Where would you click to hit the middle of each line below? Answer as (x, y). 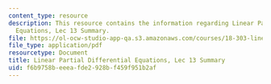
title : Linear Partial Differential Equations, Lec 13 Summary (117, 61)
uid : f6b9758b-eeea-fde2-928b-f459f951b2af (83, 68)
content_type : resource (48, 16)
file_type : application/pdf (56, 46)
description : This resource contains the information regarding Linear (131, 23)
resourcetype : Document (48, 53)
